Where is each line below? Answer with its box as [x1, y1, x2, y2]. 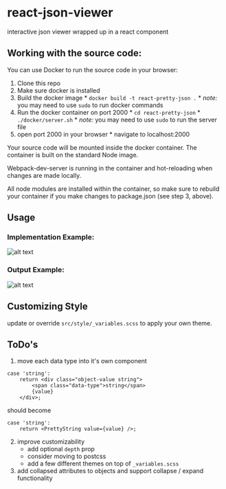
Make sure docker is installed [16, 86, 101, 94]
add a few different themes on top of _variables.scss [27, 459, 179, 468]
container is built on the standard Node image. [7, 150, 139, 159]
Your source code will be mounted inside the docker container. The [7, 143, 197, 152]
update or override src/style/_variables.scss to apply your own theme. [7, 319, 213, 327]
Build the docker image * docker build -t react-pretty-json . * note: [16, 93, 218, 102]
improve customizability [16, 437, 85, 446]
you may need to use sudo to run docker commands [16, 101, 163, 109]
